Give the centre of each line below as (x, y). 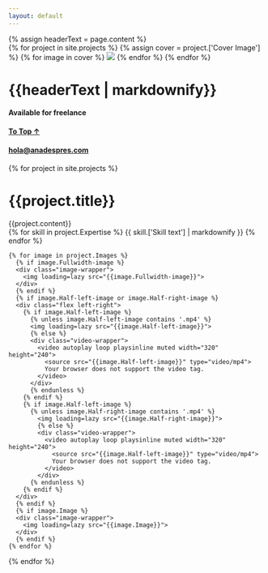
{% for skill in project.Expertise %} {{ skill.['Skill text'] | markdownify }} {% (132, 233)
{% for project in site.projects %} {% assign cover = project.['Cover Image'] (134, 47)
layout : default (36, 16)
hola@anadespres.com (49, 150)
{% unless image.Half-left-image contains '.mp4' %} (121, 320)
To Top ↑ (24, 131)
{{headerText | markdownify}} (113, 90)
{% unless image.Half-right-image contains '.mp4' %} (123, 412)
